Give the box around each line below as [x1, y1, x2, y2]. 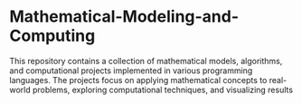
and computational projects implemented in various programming [9, 65, 253, 76]
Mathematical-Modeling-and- [9, 6, 240, 27]
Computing [9, 25, 96, 46]
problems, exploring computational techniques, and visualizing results [32, 84, 294, 95]
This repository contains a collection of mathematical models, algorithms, [9, 55, 283, 66]
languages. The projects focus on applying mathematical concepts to [9, 74, 268, 85]
